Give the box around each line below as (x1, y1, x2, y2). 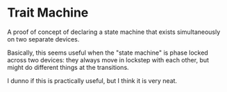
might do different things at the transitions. (7, 63, 130, 71)
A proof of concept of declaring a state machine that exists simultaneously (7, 28, 221, 36)
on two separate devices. (7, 35, 80, 43)
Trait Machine (7, 5, 89, 21)
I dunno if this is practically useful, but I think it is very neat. (7, 76, 178, 84)
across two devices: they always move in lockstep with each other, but (7, 55, 210, 64)
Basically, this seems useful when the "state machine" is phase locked (7, 48, 208, 57)
